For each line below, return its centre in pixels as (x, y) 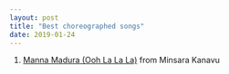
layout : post (34, 18)
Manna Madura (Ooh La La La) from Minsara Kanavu (121, 60)
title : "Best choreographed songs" (77, 26)
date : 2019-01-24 (42, 34)
